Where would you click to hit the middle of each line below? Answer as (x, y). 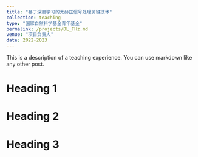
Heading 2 (33, 117)
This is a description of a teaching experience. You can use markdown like (99, 58)
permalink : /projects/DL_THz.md (47, 29)
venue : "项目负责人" (30, 35)
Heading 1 (32, 89)
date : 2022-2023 (27, 40)
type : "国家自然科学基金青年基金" (44, 23)
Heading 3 (33, 144)
